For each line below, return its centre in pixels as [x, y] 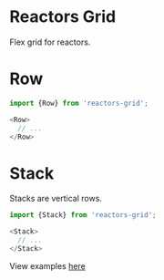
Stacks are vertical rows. [56, 199]
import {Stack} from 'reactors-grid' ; [83, 215]
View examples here [48, 265]
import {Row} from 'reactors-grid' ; [79, 103]
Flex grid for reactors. [50, 42]
